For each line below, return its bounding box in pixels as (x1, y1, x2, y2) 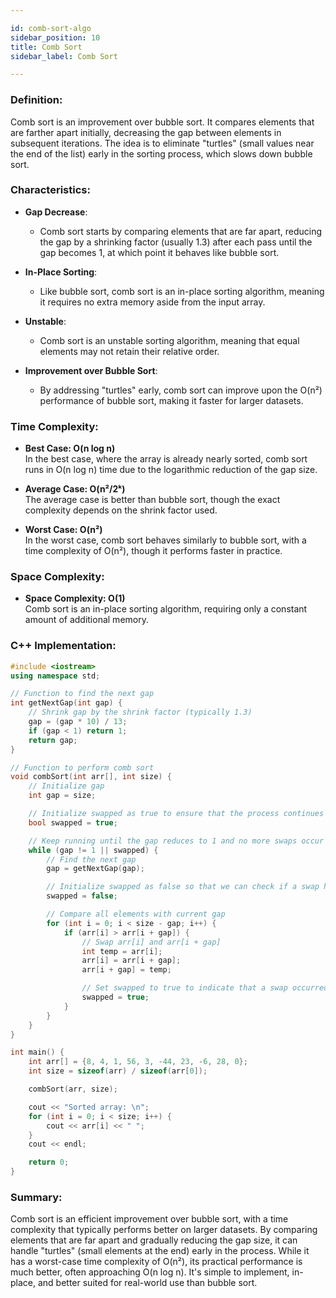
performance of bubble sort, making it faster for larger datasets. (39, 394, 304, 406)
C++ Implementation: (10, 639, 117, 653)
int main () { (10, 1047, 65, 1058)
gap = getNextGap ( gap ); (46, 864, 145, 874)
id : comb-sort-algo (10, 23, 92, 33)
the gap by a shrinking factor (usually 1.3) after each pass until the (39, 236, 313, 248)
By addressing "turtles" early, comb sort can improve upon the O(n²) (39, 384, 323, 396)
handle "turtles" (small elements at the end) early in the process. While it (10, 1245, 310, 1257)
